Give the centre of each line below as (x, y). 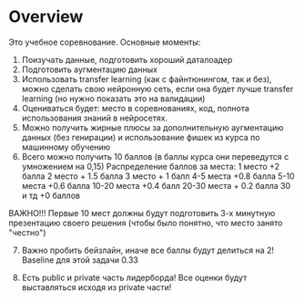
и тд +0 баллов (51, 195)
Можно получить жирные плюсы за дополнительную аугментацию (152, 127)
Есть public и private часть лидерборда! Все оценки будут (134, 277)
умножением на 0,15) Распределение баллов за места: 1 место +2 (150, 166)
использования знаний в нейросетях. (95, 118)
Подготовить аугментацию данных (90, 69)
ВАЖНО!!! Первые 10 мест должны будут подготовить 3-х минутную (142, 213)
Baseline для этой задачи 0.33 (80, 260)
